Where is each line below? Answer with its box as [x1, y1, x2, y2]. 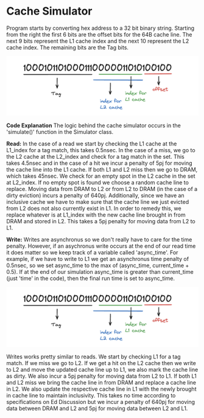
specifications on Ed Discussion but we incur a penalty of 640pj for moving [6, 398, 195, 405]
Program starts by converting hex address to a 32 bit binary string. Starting [6, 24, 195, 32]
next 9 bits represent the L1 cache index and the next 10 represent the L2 [6, 37, 189, 44]
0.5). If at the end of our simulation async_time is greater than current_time [6, 268, 194, 276]
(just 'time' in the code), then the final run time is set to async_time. [6, 275, 175, 282]
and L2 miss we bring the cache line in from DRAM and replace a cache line [6, 378, 197, 386]
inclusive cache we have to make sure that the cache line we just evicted [6, 198, 189, 206]
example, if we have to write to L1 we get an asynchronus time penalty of [6, 256, 189, 263]
